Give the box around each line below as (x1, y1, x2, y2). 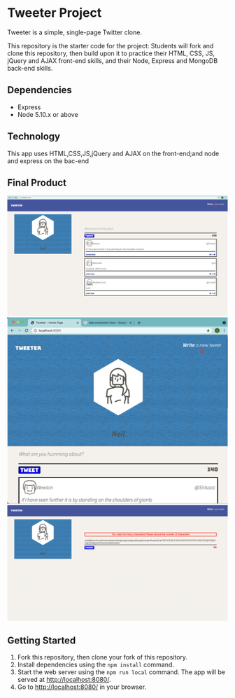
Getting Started (7, 634, 76, 646)
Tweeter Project (7, 5, 102, 21)
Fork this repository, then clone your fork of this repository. (17, 653, 187, 662)
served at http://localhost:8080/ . (17, 676, 111, 684)
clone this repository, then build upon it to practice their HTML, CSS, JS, (7, 49, 215, 57)
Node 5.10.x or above (17, 110, 78, 118)
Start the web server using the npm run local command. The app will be (17, 668, 226, 676)
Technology (7, 131, 61, 143)
